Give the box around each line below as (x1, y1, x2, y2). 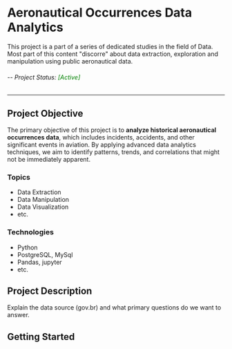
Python (17, 243, 38, 252)
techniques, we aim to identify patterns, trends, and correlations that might (7, 147, 220, 156)
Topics (7, 172, 31, 182)
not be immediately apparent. (7, 155, 91, 163)
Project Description (7, 285, 93, 296)
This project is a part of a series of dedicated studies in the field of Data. (7, 42, 213, 50)
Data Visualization (17, 202, 69, 211)
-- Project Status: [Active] (7, 73, 81, 81)
